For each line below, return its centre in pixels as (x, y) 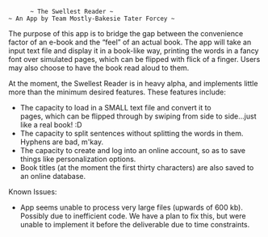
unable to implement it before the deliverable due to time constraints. (135, 225)
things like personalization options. (78, 159)
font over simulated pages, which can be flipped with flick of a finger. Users (134, 59)
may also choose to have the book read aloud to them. (99, 68)
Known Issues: (33, 192)
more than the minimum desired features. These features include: (117, 92)
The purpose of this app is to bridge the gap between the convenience (126, 33)
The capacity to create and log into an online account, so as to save (133, 150)
